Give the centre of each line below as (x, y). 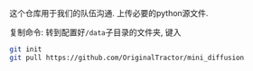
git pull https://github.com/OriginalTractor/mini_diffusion (127, 58)
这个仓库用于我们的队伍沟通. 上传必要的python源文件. (109, 13)
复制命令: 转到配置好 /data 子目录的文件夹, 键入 (95, 32)
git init (26, 49)
